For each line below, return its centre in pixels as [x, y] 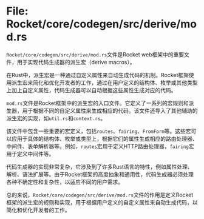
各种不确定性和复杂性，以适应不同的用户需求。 [65, 182]
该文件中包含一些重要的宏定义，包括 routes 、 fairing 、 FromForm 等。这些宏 [99, 131]
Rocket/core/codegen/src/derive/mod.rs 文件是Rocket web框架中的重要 [95, 54]
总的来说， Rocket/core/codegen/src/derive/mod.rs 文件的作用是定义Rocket [100, 195]
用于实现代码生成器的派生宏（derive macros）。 [76, 62]
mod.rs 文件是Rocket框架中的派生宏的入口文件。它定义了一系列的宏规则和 [98, 103]
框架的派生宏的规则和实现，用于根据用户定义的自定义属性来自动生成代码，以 [102, 202]
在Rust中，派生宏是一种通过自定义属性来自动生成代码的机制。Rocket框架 [98, 75]
